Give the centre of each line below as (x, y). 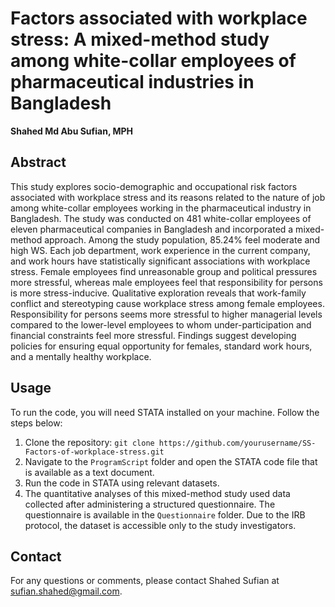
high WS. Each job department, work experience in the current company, (160, 250)
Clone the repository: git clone (89, 442)
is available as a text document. (89, 472)
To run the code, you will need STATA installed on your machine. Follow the (165, 412)
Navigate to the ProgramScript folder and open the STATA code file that (171, 461)
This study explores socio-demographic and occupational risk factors (154, 186)
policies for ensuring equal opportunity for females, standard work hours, (161, 346)
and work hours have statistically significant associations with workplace (160, 261)
